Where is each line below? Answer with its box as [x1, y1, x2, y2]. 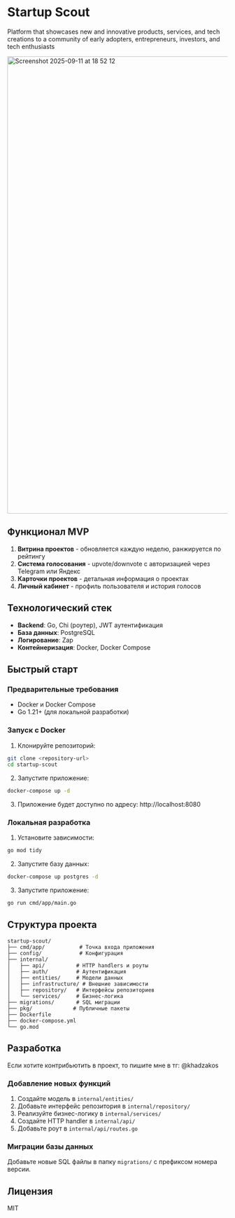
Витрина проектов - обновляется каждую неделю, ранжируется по [17, 545, 222, 553]
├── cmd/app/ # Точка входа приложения [7, 943, 155, 950]
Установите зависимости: [17, 833, 94, 842]
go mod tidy [7, 847, 42, 854]
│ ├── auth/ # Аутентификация [7, 968, 127, 975]
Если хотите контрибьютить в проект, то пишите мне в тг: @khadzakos [7, 1061, 219, 1069]
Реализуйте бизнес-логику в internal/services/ [17, 1109, 162, 1118]
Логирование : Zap [17, 636, 73, 644]
